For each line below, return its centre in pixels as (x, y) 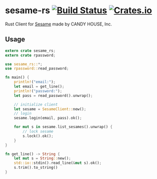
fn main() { (17, 78)
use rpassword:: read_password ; (37, 68)
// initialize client (36, 104)
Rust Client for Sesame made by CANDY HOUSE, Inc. (59, 24)
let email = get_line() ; (39, 87)
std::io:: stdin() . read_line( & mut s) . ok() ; (58, 163)
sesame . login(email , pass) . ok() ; (48, 118)
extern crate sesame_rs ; (30, 51)
